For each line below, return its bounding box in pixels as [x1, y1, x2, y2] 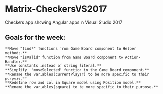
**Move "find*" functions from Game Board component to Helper [5, 46, 137, 51]
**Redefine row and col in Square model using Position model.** [5, 80, 141, 85]
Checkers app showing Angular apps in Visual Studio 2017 [5, 19, 122, 25]
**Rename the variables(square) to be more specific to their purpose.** [5, 84, 159, 89]
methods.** [5, 50, 27, 55]
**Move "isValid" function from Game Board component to [5, 55, 123, 60]
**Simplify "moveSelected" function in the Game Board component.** [5, 67, 150, 72]
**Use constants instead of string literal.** [5, 63, 102, 68]
